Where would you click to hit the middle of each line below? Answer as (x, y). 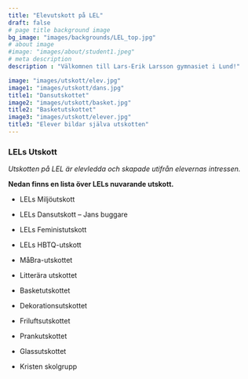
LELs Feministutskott (53, 230)
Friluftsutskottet (45, 321)
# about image (31, 45)
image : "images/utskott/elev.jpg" (65, 80)
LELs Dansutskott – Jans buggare (73, 215)
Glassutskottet (43, 352)
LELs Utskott (33, 151)
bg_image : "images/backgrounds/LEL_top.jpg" (82, 37)
